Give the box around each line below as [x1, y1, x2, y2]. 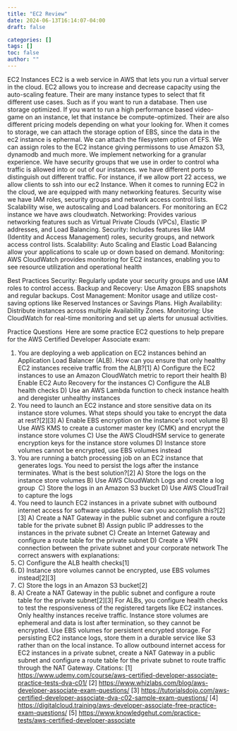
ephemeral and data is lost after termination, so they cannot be [17, 618, 201, 627]
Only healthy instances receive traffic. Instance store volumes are [17, 611, 209, 620]
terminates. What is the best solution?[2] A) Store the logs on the [17, 469, 207, 477]
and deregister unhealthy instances [17, 393, 121, 402]
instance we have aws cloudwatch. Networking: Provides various [7, 210, 197, 219]
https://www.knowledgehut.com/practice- [78, 708, 201, 717]
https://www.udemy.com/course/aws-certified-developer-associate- [17, 671, 219, 679]
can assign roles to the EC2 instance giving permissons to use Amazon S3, [7, 143, 225, 151]
